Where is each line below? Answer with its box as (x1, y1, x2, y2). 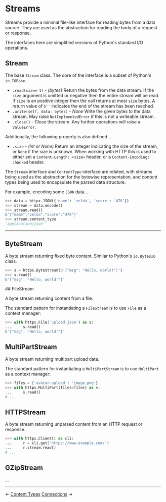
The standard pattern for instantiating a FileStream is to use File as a (5, 305, 147, 311)
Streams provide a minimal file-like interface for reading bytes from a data (5, 19, 156, 25)
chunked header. (12, 159, 45, 165)
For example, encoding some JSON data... (5, 189, 88, 195)
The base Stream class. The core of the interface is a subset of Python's (5, 72, 152, 78)
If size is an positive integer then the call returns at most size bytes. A (12, 98, 156, 104)
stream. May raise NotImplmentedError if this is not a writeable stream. (12, 113, 155, 119)
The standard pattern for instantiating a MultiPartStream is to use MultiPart (5, 365, 159, 372)
